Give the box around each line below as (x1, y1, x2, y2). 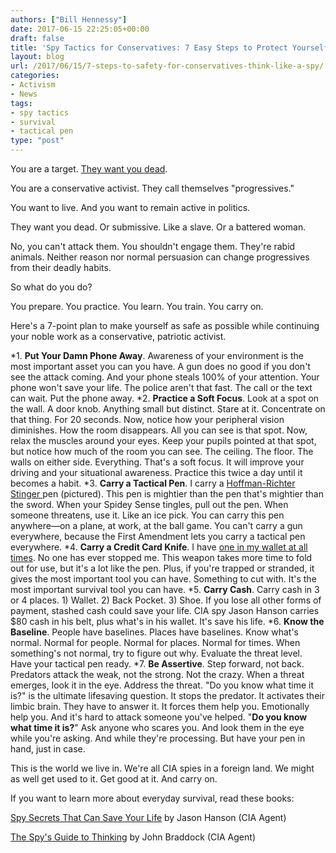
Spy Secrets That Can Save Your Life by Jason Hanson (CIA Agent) (10, 812, 287, 823)
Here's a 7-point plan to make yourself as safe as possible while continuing (10, 320, 320, 331)
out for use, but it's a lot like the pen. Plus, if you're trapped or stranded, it (10, 562, 315, 574)
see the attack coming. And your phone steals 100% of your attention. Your (10, 371, 320, 383)
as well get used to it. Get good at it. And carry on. (10, 773, 218, 785)
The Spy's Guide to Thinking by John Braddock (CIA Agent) (10, 831, 256, 843)
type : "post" (10, 136, 65, 146)
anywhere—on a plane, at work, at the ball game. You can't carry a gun (10, 520, 303, 531)
